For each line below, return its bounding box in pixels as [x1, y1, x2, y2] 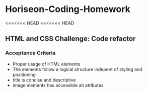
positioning [12, 71, 36, 77]
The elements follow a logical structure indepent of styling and [12, 66, 142, 72]
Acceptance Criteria [5, 49, 56, 56]
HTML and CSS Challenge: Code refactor [5, 34, 136, 43]
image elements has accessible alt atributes [12, 82, 104, 88]
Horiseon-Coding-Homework [5, 3, 131, 15]
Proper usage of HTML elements [12, 61, 81, 67]
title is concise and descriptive [12, 76, 76, 83]
